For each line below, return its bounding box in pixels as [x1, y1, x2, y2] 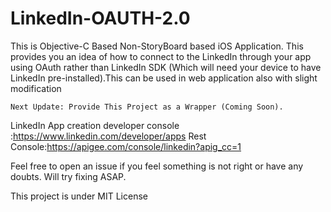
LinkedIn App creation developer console [10, 119, 180, 131]
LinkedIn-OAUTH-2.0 [10, 7, 191, 30]
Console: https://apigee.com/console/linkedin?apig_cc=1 [10, 140, 242, 152]
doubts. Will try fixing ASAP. [10, 170, 127, 182]
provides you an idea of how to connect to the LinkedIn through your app [10, 50, 312, 62]
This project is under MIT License [10, 190, 148, 202]
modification [10, 82, 62, 94]
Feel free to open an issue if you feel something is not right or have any [10, 160, 304, 172]
